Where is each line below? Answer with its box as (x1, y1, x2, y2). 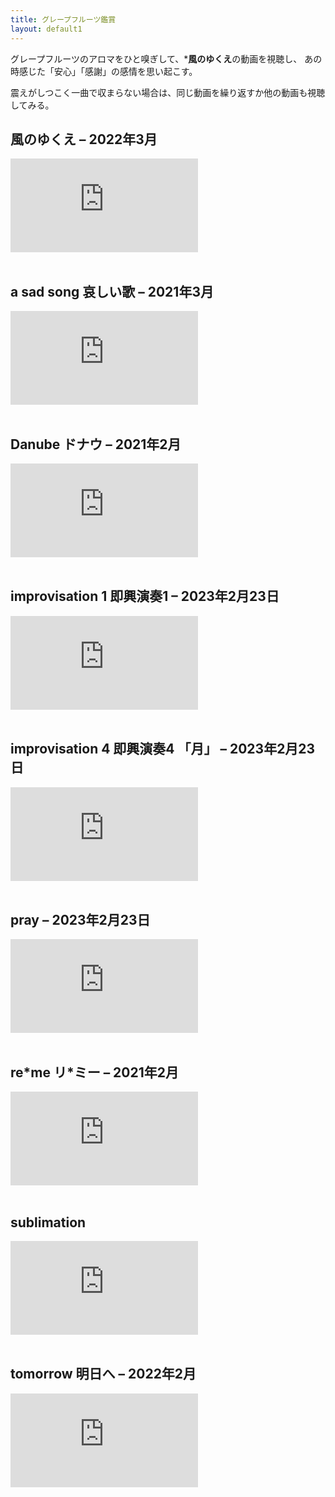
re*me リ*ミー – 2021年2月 (10, 1064, 180, 1081)
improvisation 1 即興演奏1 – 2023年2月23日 (10, 588, 280, 605)
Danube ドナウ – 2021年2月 (10, 436, 182, 453)
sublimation (10, 1214, 87, 1231)
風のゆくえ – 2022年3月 (10, 131, 158, 148)
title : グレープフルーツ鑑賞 (10, 14, 117, 25)
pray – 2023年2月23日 (10, 911, 151, 928)
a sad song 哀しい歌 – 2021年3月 (10, 283, 214, 300)
